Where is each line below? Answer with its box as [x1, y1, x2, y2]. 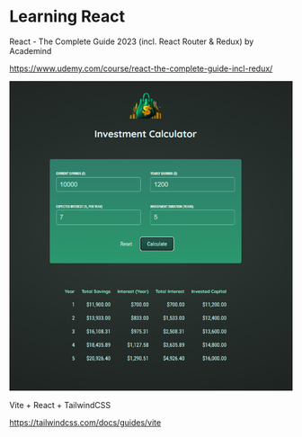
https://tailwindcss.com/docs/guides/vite [9, 417, 162, 428]
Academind [9, 45, 52, 56]
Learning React [9, 6, 126, 27]
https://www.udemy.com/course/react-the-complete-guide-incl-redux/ [9, 63, 273, 74]
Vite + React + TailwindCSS [9, 400, 111, 411]
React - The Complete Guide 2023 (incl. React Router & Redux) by [9, 36, 254, 47]
